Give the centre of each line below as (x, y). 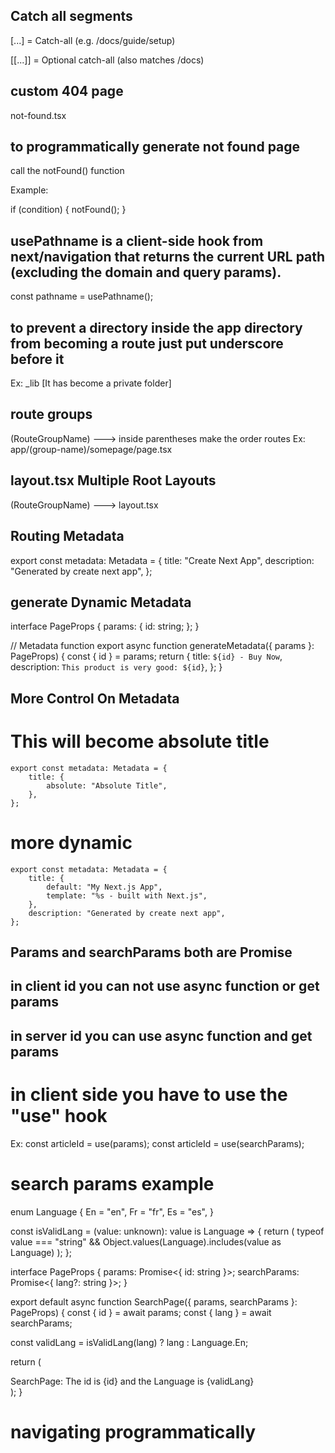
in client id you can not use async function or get (165, 986)
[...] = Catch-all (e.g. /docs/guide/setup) (93, 40)
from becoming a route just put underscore (147, 343)
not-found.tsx (38, 115)
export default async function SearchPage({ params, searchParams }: (154, 1301)
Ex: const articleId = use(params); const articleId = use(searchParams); (157, 1143)
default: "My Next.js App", (104, 887)
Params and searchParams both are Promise (151, 952)
